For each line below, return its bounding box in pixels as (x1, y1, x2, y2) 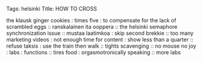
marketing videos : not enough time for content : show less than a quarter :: (6, 36, 194, 43)
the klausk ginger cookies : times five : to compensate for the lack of (6, 17, 177, 23)
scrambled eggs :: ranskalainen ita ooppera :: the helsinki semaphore (6, 23, 178, 30)
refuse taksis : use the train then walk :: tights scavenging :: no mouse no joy (6, 42, 197, 49)
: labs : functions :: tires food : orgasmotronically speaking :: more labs (6, 49, 181, 56)
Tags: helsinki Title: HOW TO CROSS (6, 5, 98, 12)
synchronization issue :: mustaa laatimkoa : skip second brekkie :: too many (6, 29, 194, 37)
